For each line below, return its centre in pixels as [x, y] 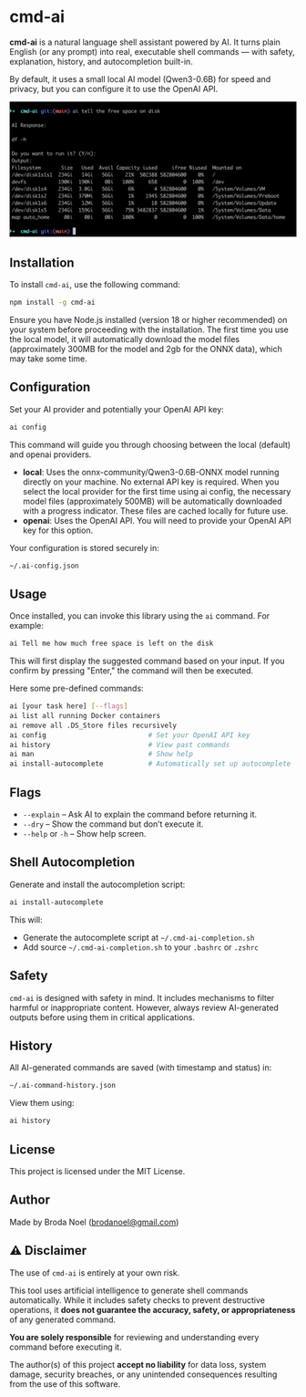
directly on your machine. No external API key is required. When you [151, 482]
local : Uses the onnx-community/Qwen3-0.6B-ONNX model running [151, 472]
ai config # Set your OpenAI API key [130, 735]
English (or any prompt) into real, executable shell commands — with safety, [152, 51]
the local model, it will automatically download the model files [124, 339]
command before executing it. [66, 1347]
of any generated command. [63, 1319]
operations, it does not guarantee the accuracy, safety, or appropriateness [153, 1309]
